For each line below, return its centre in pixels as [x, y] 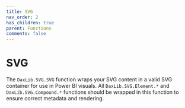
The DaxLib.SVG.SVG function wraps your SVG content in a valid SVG [89, 80]
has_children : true [30, 23]
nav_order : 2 [22, 17]
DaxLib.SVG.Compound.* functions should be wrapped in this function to [92, 92]
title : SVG [20, 12]
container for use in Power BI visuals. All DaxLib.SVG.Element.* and [88, 86]
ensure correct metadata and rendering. [55, 99]
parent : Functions [29, 28]
